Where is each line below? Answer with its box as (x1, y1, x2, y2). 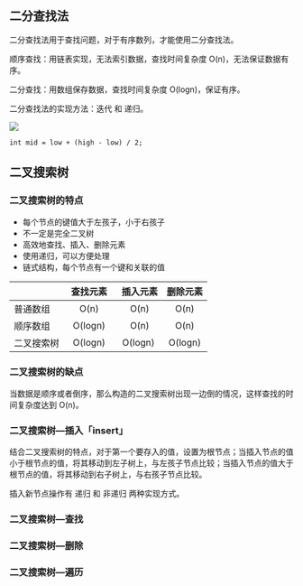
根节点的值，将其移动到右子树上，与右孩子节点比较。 (9, 469, 207, 480)
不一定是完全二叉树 (22, 228, 95, 238)
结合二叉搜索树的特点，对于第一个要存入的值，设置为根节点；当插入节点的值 (9, 446, 294, 458)
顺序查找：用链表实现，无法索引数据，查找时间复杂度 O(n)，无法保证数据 (9, 53, 281, 64)
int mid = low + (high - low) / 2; (9, 138, 143, 147)
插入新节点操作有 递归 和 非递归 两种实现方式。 (9, 488, 185, 499)
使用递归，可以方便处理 (22, 250, 110, 261)
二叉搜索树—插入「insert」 (9, 423, 129, 436)
